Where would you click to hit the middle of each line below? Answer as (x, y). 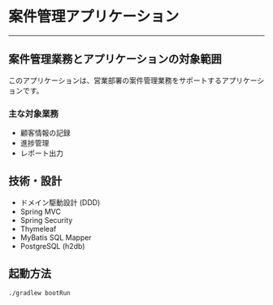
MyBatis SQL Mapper (56, 237)
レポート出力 (41, 153)
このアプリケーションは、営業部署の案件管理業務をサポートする (115, 80)
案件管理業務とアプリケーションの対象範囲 (115, 59)
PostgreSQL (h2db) (52, 246)
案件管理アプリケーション (94, 17)
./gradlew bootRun (39, 293)
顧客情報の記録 (45, 133)
